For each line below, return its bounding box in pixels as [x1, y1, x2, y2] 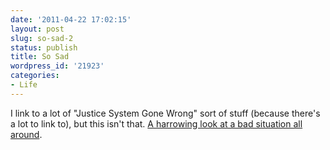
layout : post [10, 24, 65, 34]
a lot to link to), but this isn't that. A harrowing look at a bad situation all [10, 117, 303, 130]
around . [10, 128, 43, 140]
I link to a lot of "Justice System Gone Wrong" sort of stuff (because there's [10, 107, 321, 119]
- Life [10, 80, 38, 90]
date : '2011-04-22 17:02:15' [10, 14, 132, 25]
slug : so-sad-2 [10, 33, 74, 43]
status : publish [10, 42, 78, 53]
